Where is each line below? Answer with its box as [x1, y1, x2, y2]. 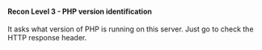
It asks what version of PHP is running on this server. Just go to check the [7, 24, 254, 34]
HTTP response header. [7, 33, 87, 43]
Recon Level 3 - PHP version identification [7, 6, 153, 16]
